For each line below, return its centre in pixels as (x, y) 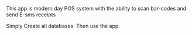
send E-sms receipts (31, 15)
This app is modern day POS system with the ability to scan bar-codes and (96, 8)
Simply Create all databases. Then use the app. (63, 26)
